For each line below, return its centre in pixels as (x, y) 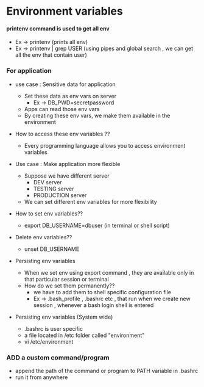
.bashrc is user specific (54, 328)
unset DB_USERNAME (52, 249)
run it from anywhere (41, 377)
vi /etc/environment (49, 342)
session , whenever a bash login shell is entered (93, 305)
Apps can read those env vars (62, 109)
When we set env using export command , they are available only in (109, 272)
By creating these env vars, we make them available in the (97, 115)
